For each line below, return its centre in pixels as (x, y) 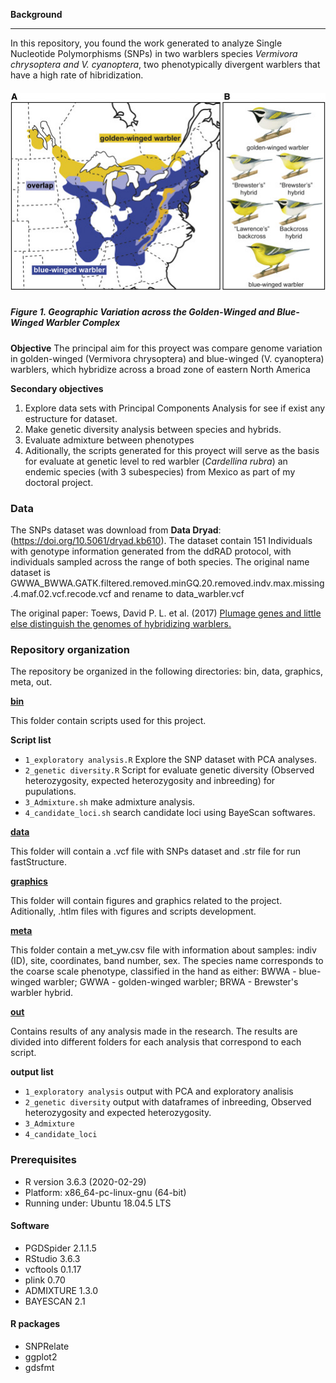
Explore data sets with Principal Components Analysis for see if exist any (175, 408)
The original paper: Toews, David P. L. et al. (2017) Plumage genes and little (166, 613)
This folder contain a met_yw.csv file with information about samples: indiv (163, 950)
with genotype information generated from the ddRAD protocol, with (151, 551)
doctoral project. (59, 482)
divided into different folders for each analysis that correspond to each (156, 1042)
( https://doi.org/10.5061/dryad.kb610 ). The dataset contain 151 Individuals (161, 540)
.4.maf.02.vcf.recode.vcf (61, 593)
